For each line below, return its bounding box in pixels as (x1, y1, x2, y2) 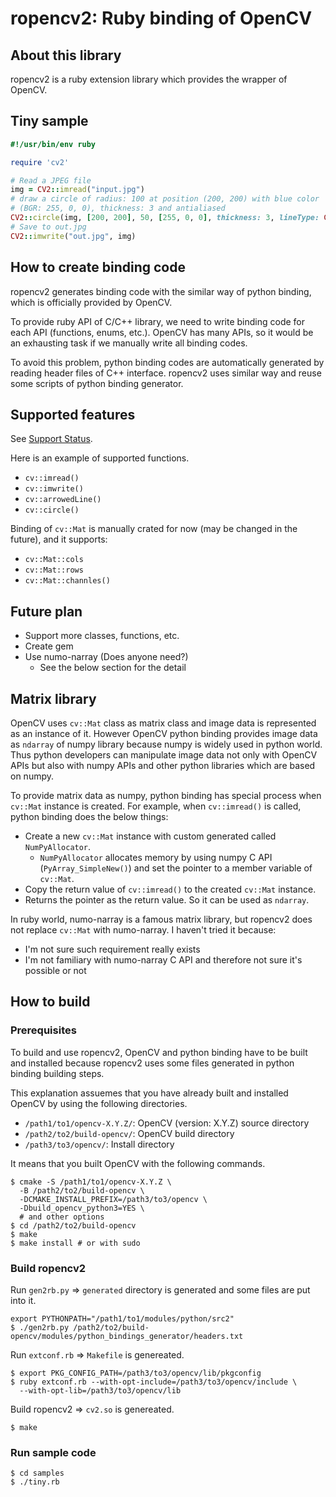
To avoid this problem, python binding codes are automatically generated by (10, 356, 325, 368)
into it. (10, 1294, 37, 1306)
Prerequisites (10, 1023, 77, 1037)
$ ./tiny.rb (10, 1477, 60, 1487)
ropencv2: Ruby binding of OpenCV (10, 7, 313, 30)
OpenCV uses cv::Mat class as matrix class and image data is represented (10, 717, 317, 729)
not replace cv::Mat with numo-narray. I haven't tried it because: (10, 923, 277, 936)
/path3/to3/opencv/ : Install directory (24, 1138, 175, 1150)
